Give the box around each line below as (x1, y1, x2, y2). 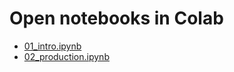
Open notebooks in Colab (9, 7, 224, 30)
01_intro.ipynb (23, 40, 82, 52)
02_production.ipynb (23, 50, 110, 62)
